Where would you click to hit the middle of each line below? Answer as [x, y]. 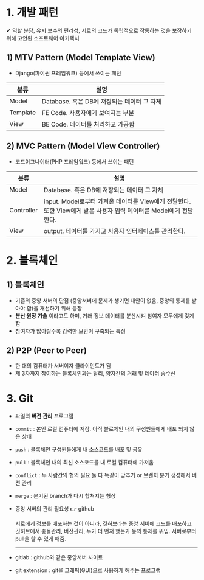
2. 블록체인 [32, 260]
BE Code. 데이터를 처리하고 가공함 [88, 124]
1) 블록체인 [25, 285]
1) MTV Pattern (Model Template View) [81, 58]
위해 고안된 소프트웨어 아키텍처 [43, 38]
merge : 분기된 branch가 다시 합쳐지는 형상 [66, 496]
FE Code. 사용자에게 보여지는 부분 [88, 113]
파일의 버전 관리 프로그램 [44, 416]
